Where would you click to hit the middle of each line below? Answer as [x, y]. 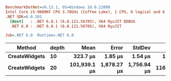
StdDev [141, 48]
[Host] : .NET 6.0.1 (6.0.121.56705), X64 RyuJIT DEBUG [73, 21]
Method [27, 48]
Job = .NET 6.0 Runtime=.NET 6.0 [39, 35]
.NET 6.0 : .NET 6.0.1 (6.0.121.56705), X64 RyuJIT [66, 26]
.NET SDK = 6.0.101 [24, 17]
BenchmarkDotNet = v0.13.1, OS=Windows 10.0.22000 [58, 7]
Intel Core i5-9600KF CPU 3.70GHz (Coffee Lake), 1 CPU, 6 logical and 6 [85, 12]
